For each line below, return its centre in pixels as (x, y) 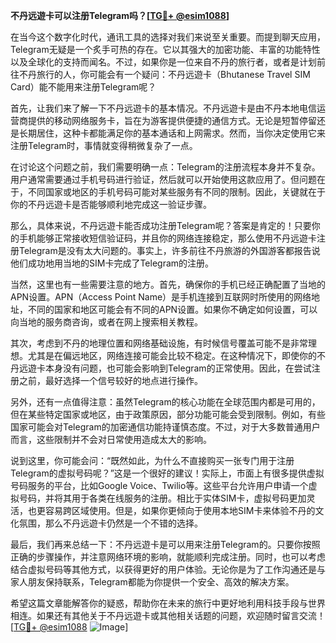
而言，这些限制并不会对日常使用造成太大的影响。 (111, 439)
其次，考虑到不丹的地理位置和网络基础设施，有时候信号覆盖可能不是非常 (159, 343)
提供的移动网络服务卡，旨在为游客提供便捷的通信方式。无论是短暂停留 (172, 120)
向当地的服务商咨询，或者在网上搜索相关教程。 (106, 322)
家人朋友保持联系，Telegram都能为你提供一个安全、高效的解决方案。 (152, 582)
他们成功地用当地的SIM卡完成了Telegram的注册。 (112, 263)
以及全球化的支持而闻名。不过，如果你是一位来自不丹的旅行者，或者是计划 (163, 62)
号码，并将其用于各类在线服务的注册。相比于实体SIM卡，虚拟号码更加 (162, 498)
